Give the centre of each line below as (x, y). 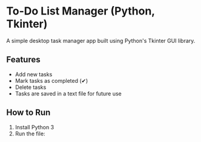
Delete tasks (31, 87)
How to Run (28, 113)
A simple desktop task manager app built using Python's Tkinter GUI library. (101, 40)
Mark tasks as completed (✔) (51, 80)
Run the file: (30, 134)
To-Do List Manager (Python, (81, 11)
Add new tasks (34, 74)
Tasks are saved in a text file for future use (68, 93)
